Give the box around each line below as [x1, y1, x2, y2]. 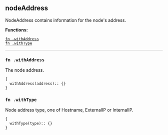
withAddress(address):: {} [9, 81, 66, 86]
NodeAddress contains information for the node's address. [5, 17, 126, 23]
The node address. [5, 67, 44, 73]
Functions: [5, 27, 28, 33]
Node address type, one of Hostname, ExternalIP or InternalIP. [5, 107, 133, 113]
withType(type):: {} [9, 121, 52, 126]
